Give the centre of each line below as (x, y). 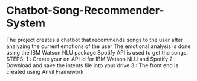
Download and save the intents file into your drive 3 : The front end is (92, 65)
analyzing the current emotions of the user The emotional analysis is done (98, 46)
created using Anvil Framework (45, 71)
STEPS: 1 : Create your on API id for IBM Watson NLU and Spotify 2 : (91, 59)
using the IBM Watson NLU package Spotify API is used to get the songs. (97, 52)
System (26, 23)
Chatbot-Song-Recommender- (85, 10)
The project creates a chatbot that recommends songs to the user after (95, 40)
